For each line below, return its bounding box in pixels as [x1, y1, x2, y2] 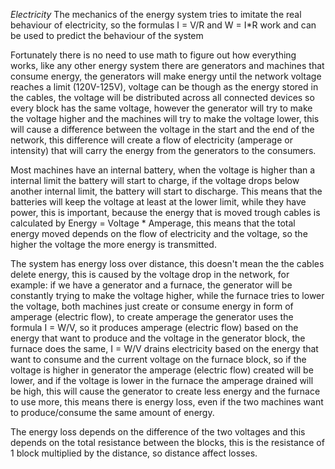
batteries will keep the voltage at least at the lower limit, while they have [10, 196, 307, 208]
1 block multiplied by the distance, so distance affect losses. [10, 447, 258, 459]
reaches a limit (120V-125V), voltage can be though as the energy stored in [10, 81, 319, 93]
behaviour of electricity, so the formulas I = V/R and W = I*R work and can [10, 19, 317, 31]
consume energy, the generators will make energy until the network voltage [10, 70, 322, 82]
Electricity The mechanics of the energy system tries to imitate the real [10, 9, 302, 20]
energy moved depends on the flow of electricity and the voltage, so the [10, 228, 308, 239]
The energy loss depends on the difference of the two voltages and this [10, 426, 306, 438]
